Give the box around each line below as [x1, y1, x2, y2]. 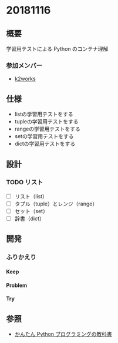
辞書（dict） [14, 215, 45, 222]
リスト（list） [14, 192, 48, 200]
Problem [6, 282, 28, 289]
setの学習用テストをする [14, 133, 74, 140]
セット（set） [14, 207, 48, 214]
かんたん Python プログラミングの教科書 [14, 330, 113, 337]
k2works [14, 75, 36, 83]
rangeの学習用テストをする [14, 125, 80, 133]
